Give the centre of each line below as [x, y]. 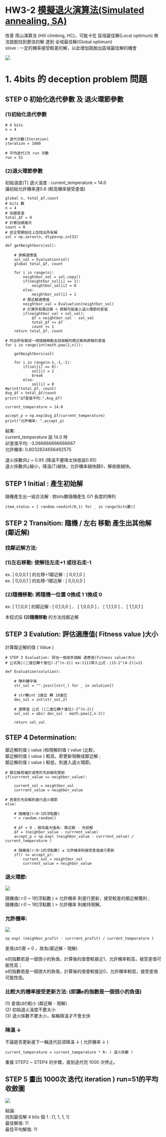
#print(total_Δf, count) [31, 389]
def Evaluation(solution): [33, 672]
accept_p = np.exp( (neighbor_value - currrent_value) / [74, 836]
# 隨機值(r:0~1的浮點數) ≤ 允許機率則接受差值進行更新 [64, 851]
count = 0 [15, 227]
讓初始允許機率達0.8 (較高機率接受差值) [45, 189]
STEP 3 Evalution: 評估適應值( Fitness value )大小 [82, 634]
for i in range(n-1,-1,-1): [43, 363]
